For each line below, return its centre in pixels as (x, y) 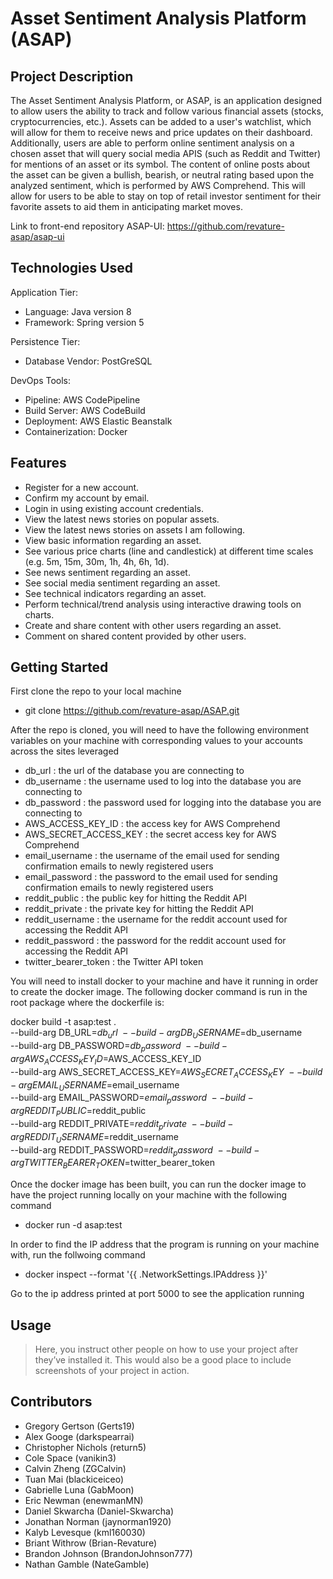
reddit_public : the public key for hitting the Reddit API (135, 898)
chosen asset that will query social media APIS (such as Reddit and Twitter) (166, 153)
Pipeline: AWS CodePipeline (82, 399)
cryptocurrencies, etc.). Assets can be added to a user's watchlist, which (161, 121)
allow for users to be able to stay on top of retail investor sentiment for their (166, 196)
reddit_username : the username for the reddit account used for (156, 919)
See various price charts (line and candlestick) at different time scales (169, 551)
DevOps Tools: (41, 380)
